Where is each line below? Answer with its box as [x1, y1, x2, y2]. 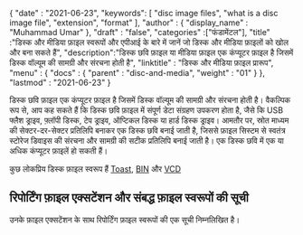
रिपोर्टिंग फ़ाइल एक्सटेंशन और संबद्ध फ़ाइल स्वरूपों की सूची [9, 190, 249, 206]
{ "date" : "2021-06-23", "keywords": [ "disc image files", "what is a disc [9, 8, 279, 18]
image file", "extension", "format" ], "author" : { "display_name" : [9, 17, 249, 28]
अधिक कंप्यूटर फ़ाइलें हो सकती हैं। [9, 146, 109, 156]
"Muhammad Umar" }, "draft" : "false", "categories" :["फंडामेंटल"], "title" [9, 27, 271, 37]
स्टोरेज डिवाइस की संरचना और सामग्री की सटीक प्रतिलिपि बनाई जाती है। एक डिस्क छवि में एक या [9, 136, 285, 146]
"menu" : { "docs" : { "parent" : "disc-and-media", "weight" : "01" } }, [9, 68, 265, 78]
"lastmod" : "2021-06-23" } [9, 77, 111, 88]
